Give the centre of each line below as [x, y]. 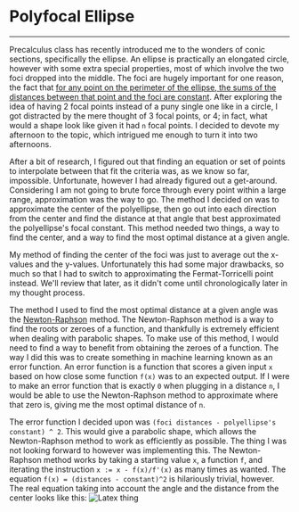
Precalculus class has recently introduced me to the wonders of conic [137, 49]
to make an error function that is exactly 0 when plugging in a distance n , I [145, 385]
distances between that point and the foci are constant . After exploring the [146, 96]
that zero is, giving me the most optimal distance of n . [108, 404]
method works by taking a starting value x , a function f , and [153, 459]
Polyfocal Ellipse [72, 17]
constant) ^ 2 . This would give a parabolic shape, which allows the [133, 431]
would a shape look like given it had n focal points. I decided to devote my [145, 125]
